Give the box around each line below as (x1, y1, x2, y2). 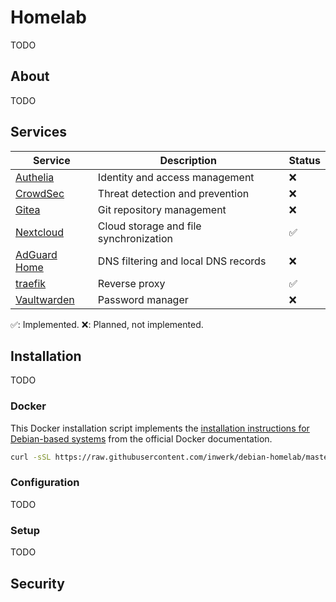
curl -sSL (10, 452, 52, 462)
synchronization (97, 231, 173, 245)
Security (10, 575, 65, 592)
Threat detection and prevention (97, 186, 250, 200)
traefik (15, 276, 47, 290)
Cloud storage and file (97, 219, 202, 233)
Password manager (97, 292, 189, 306)
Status (288, 153, 321, 167)
